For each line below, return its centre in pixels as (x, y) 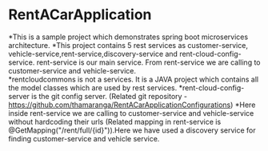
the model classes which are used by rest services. (93, 87)
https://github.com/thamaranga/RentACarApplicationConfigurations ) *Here (132, 105)
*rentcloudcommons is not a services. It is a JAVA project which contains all (133, 79)
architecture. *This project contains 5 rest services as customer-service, (128, 45)
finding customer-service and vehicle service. (84, 138)
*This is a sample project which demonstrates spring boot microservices (128, 37)
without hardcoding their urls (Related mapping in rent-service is (115, 121)
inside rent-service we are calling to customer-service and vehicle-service (131, 113)
